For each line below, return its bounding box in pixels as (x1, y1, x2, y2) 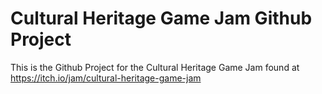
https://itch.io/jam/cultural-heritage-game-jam (10, 72, 202, 84)
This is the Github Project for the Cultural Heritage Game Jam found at (10, 61, 300, 73)
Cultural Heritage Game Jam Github (10, 7, 313, 30)
